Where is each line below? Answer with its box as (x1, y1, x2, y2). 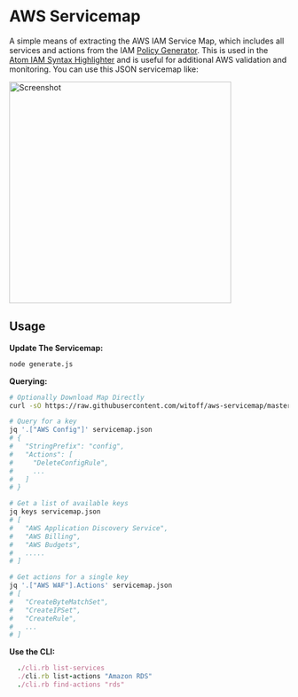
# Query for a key (9, 417, 77, 427)
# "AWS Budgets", (9, 540, 82, 549)
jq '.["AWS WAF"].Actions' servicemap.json (9, 581, 173, 591)
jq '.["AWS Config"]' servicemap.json (9, 426, 153, 435)
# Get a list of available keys (9, 499, 129, 508)
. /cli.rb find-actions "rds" (17, 680, 125, 689)
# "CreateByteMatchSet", (9, 597, 109, 607)
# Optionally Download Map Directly (9, 393, 145, 402)
